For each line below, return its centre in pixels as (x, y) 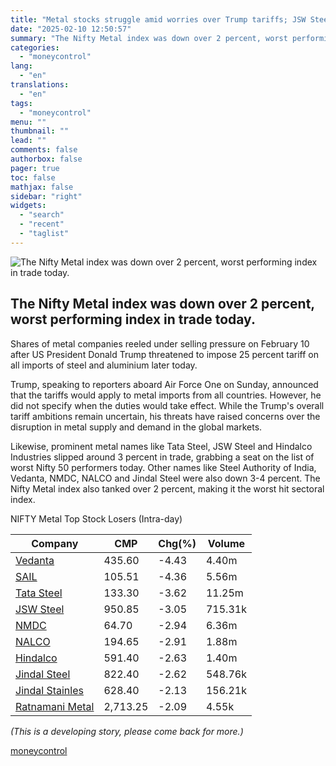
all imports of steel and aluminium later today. (104, 365)
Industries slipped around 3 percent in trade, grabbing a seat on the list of (162, 457)
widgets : (28, 206)
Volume (226, 543)
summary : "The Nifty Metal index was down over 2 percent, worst (149, 38)
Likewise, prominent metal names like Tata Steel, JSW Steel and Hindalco (161, 446)
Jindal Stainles (49, 690)
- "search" (42, 215)
